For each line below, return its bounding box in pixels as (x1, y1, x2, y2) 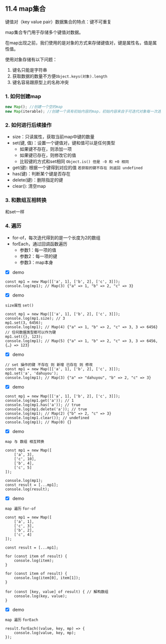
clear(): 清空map (12, 183, 46, 189)
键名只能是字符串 (12, 67, 47, 73)
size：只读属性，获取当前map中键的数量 (12, 134, 95, 140)
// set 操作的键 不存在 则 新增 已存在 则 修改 (5, 362, 93, 367)
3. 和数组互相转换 (5, 197, 47, 204)
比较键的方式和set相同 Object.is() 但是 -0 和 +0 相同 (19, 159, 129, 165)
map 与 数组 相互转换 (5, 439, 44, 444)
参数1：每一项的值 (19, 247, 57, 253)
